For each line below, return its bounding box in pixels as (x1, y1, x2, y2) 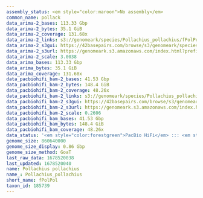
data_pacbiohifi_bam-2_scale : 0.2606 (6, 110, 101, 116)
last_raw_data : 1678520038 (6, 155, 74, 161)
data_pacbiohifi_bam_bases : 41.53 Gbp (6, 115, 104, 121)
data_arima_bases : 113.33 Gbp (6, 59, 83, 65)
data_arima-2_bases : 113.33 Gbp (6, 20, 88, 26)
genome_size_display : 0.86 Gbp (6, 143, 85, 150)
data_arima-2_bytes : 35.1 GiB (6, 25, 83, 32)
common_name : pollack (6, 14, 61, 21)
